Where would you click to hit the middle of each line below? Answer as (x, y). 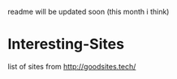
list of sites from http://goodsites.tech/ (72, 66)
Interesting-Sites (66, 44)
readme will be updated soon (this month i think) (88, 12)
